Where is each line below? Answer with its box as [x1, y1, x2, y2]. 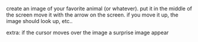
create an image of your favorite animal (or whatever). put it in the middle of [6, 5, 193, 12]
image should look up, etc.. [6, 18, 73, 24]
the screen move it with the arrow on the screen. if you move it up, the [6, 11, 179, 18]
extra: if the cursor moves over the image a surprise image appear [6, 29, 169, 36]
